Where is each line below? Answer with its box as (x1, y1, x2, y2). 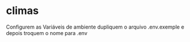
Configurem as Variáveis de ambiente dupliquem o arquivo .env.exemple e (6, 23, 185, 30)
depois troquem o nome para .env (6, 29, 87, 36)
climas (6, 4, 39, 17)
